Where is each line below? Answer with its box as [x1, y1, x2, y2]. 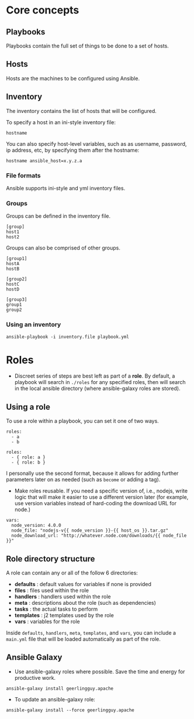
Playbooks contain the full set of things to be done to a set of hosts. [6, 42, 169, 49]
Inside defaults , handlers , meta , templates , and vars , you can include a [6, 629, 176, 636]
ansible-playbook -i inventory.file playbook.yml [6, 334, 130, 340]
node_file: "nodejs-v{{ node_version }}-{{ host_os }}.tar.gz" [11, 528, 168, 533]
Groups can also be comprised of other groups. [6, 244, 121, 252]
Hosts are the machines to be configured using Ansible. [6, 74, 140, 82]
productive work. [14, 674, 56, 681]
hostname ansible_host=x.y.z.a [6, 158, 82, 164]
